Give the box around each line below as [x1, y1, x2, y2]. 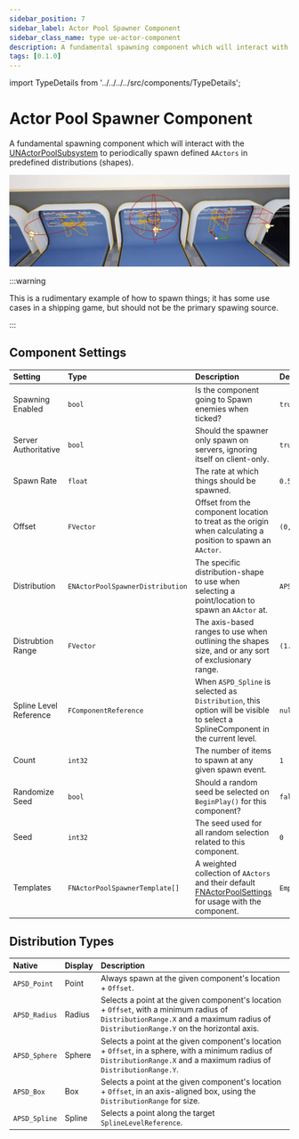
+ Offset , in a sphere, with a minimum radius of [101, 1045, 273, 1055]
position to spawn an [195, 535, 271, 546]
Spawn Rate [12, 476, 58, 485]
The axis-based [195, 616, 255, 627]
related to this [195, 836, 246, 847]
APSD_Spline [12, 1114, 58, 1123]
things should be [195, 476, 256, 485]
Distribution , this [195, 696, 261, 705]
